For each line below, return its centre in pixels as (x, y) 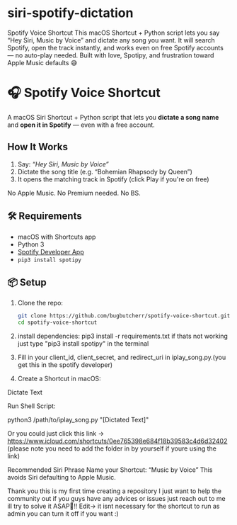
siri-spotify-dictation (70, 13)
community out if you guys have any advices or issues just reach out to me (117, 499)
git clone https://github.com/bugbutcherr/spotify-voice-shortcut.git (124, 316)
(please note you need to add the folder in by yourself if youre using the (112, 448)
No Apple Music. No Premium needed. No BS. (74, 193)
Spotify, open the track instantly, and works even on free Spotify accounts (116, 47)
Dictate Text (25, 393)
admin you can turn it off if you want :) (63, 514)
